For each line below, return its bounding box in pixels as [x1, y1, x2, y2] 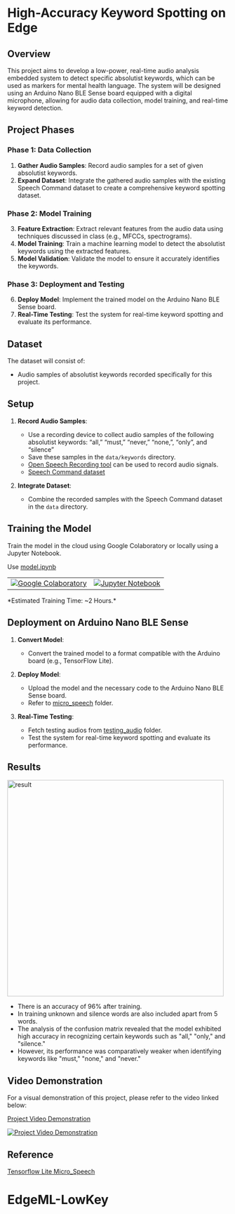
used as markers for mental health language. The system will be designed [7, 81, 221, 89]
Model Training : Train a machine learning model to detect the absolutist [17, 239, 226, 247]
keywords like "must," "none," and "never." [17, 1055, 141, 1063]
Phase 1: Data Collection [7, 145, 92, 155]
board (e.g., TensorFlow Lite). [27, 656, 114, 665]
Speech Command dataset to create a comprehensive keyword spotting [17, 183, 226, 192]
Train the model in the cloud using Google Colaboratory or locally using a [7, 541, 219, 549]
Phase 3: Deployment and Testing [7, 279, 125, 289]
